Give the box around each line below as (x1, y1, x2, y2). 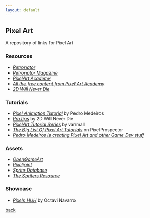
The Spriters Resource (12, 173, 60, 179)
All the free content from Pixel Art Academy (12, 80, 105, 87)
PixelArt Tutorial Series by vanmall (12, 121, 85, 128)
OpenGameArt (12, 156, 43, 162)
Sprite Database (12, 167, 47, 174)
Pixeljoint (12, 162, 32, 168)
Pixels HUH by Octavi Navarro (12, 197, 76, 203)
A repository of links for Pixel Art (5, 40, 74, 46)
